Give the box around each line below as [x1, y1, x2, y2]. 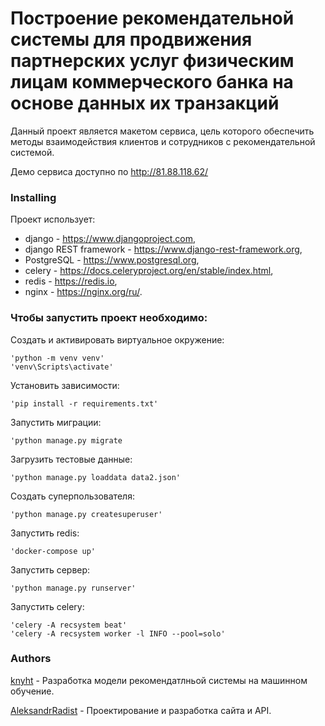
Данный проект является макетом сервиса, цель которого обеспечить [10, 125, 315, 137]
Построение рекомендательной [10, 7, 295, 30]
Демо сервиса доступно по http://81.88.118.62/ [10, 165, 209, 177]
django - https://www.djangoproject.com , [24, 233, 197, 245]
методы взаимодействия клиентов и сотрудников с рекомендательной [10, 135, 316, 147]
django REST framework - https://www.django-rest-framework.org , [24, 243, 303, 256]
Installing [10, 190, 57, 204]
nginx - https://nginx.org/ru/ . [24, 286, 143, 298]
